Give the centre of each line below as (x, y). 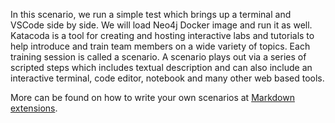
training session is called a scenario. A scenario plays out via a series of (158, 57)
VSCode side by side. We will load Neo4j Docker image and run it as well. (161, 25)
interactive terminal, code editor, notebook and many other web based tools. (167, 78)
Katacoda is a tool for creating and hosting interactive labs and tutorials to (162, 35)
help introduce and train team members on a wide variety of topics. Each (160, 46)
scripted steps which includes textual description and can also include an (161, 67)
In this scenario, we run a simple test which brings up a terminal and (151, 14)
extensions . (34, 108)
